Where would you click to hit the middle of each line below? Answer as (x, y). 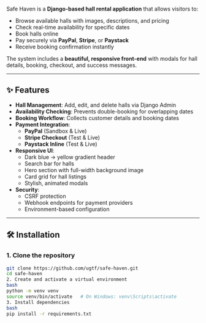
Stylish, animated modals (56, 183)
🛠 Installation (33, 235)
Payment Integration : (43, 124)
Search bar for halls (49, 163)
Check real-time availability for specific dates (72, 27)
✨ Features (28, 90)
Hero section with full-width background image (84, 170)
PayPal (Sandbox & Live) (55, 131)
